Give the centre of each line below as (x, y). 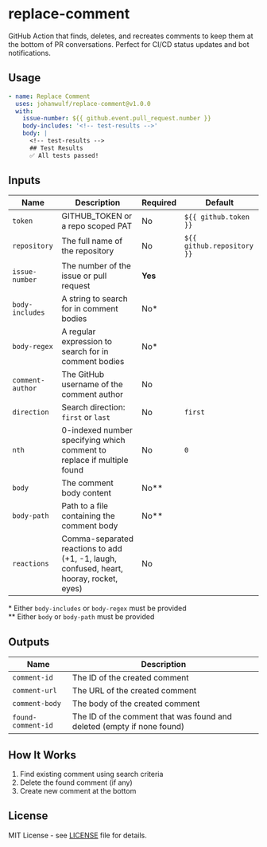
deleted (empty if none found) (128, 727)
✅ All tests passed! (64, 155)
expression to (87, 342)
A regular (79, 331)
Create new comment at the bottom (78, 791)
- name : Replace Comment (49, 96)
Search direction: (93, 407)
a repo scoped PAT (97, 226)
